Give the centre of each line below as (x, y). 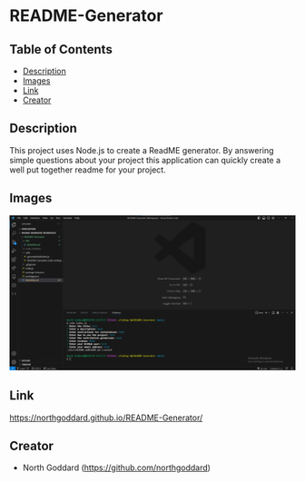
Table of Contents (61, 49)
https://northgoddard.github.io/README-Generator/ (106, 418)
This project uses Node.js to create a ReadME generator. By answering (142, 150)
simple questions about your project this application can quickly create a (145, 160)
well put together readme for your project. (88, 170)
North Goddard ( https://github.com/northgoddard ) (117, 467)
